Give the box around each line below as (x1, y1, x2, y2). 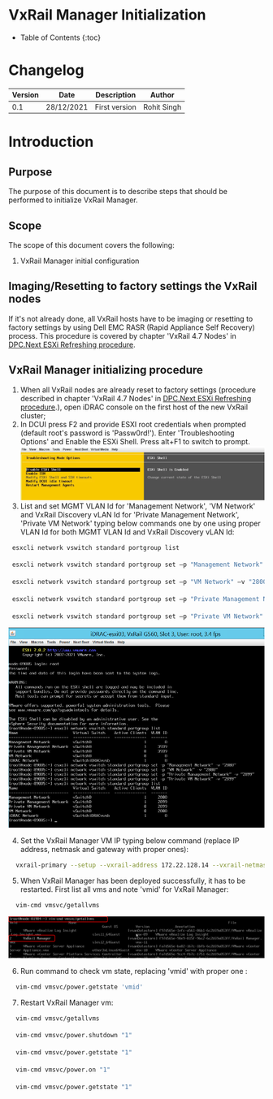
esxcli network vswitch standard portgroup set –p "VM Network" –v (11, 578, 245, 586)
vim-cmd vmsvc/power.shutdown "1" (15, 1032, 132, 1040)
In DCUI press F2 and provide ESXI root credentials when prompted (19, 419, 246, 429)
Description (95, 90, 136, 100)
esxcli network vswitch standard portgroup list (11, 543, 180, 552)
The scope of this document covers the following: (8, 240, 175, 249)
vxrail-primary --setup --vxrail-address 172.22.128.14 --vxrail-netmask (15, 861, 271, 869)
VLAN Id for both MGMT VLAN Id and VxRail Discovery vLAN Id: (19, 526, 235, 537)
